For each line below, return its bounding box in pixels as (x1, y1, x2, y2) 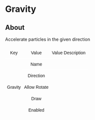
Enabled (28, 108, 45, 113)
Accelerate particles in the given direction (5, 36, 91, 42)
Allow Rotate (24, 84, 48, 90)
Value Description (51, 50, 86, 56)
